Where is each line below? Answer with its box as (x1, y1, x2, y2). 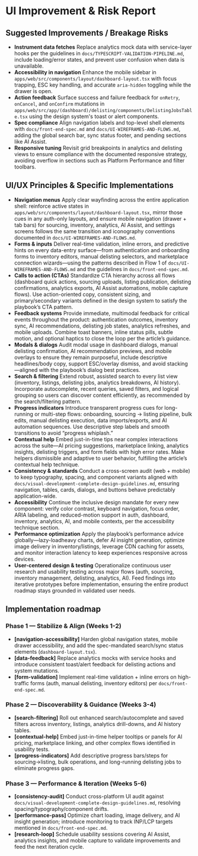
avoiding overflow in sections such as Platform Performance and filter (14, 157, 185, 164)
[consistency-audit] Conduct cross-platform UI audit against (14, 793, 164, 800)
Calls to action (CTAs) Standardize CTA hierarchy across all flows (14, 272, 175, 279)
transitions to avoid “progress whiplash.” (14, 429, 113, 437)
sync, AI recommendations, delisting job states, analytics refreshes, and (14, 322, 190, 329)
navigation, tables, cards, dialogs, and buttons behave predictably (14, 486, 175, 493)
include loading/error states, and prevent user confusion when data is (14, 56, 185, 63)
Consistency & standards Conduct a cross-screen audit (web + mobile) (14, 467, 190, 474)
